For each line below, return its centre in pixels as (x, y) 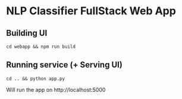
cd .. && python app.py (36, 79)
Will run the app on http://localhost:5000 (56, 89)
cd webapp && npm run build (41, 47)
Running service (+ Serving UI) (65, 65)
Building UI (27, 33)
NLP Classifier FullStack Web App (91, 11)
